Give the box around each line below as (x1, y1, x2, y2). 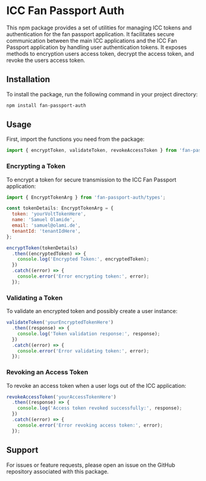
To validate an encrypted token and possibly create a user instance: (6, 308, 178, 315)
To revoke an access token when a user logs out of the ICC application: (6, 382, 186, 389)
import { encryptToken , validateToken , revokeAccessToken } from (6, 148, 177, 154)
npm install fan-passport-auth (6, 102, 86, 108)
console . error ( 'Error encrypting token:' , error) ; (17, 273, 150, 279)
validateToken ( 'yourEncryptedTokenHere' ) (6, 319, 114, 325)
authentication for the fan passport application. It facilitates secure (6, 30, 175, 37)
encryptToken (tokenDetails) (6, 244, 78, 251)
